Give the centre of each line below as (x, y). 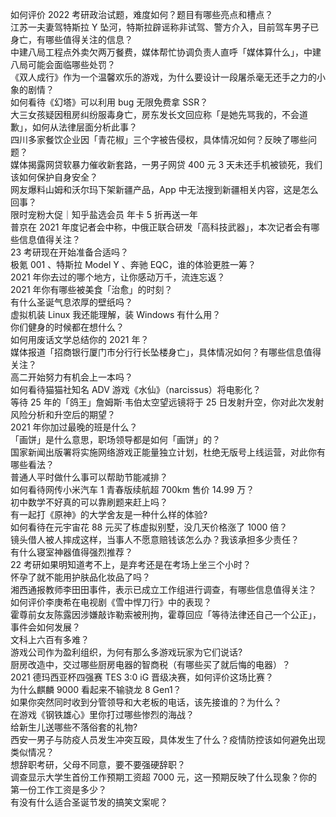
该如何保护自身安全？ (54, 177)
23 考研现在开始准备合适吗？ (70, 252)
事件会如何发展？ (45, 627)
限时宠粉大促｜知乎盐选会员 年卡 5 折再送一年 (104, 214)
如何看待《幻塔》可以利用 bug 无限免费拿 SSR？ (109, 102)
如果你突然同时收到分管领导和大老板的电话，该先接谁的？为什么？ (146, 702)
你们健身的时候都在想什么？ (67, 327)
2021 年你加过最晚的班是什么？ (74, 427)
